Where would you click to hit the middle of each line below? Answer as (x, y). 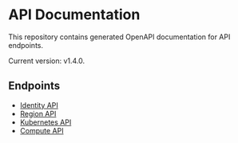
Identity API (39, 105)
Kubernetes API (46, 122)
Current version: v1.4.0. (47, 61)
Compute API (42, 130)
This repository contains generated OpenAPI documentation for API (119, 37)
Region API (38, 113)
